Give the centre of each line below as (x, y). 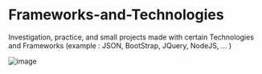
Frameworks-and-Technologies (116, 15)
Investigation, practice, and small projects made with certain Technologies (131, 37)
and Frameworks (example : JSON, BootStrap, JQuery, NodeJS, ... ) (120, 45)
